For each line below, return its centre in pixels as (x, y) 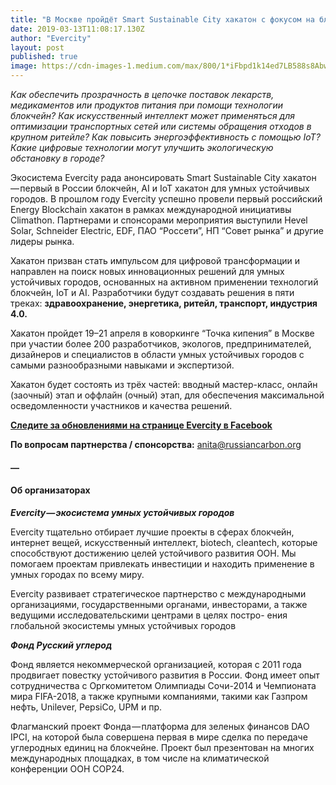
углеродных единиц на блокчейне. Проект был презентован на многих (162, 747)
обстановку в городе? (57, 158)
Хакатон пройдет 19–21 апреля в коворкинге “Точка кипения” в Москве (162, 333)
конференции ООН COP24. (67, 768)
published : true (44, 57)
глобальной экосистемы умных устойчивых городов (123, 625)
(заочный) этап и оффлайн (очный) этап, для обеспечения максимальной (167, 395)
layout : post (37, 47)
